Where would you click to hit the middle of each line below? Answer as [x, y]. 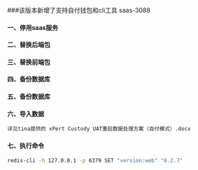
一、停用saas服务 [33, 27]
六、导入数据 [26, 114]
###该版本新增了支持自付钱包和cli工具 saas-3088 [79, 10]
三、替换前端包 [29, 62]
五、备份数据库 [29, 96]
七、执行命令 [26, 146]
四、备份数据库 [29, 79]
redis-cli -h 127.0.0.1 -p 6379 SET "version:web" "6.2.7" [95, 161]
